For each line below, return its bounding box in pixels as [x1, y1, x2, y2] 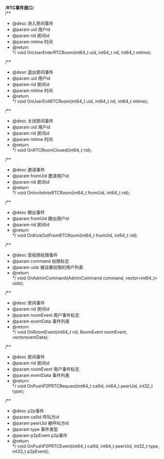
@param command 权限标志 [12, 258, 70, 264]
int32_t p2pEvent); [12, 449, 50, 454]
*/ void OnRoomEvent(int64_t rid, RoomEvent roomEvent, [12, 329, 127, 335]
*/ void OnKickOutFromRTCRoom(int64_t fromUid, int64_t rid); [12, 233, 138, 238]
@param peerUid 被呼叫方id [12, 420, 69, 426]
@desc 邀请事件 [12, 167, 45, 172]
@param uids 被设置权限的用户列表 [12, 265, 83, 270]
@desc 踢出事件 [12, 210, 45, 215]
